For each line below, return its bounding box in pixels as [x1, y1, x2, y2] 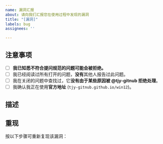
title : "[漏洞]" [5, 17, 38, 22]
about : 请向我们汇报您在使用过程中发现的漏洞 [5, 12, 90, 17]
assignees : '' [5, 26, 35, 31]
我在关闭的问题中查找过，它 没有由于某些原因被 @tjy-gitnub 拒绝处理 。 [12, 78, 161, 84]
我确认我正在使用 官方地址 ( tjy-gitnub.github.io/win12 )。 [12, 84, 134, 90]
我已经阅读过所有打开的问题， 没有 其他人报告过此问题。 [12, 71, 128, 77]
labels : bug [5, 21, 30, 27]
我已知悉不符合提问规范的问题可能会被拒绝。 [12, 65, 106, 71]
